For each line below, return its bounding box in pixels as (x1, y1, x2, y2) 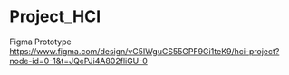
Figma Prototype (9, 36, 72, 47)
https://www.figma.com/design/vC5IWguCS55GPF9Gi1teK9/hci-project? (9, 45, 280, 56)
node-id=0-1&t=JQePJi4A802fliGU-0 (9, 55, 148, 66)
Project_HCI (9, 6, 101, 27)
